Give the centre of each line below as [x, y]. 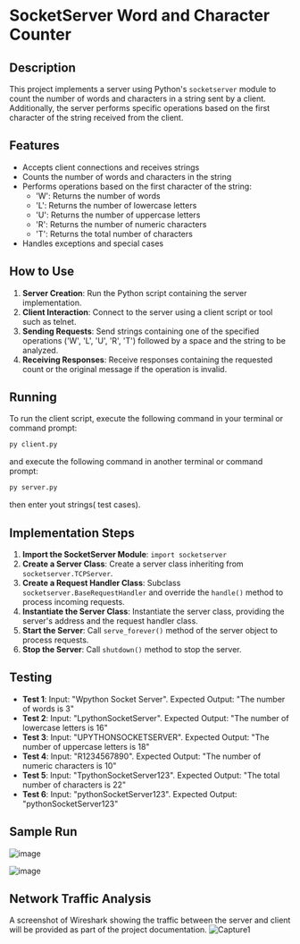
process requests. [55, 640]
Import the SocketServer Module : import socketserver [125, 554]
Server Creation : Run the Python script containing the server [134, 293]
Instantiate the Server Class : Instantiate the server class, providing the [153, 611]
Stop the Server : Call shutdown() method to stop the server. [132, 649]
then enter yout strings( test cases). [75, 505]
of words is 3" [48, 709]
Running [33, 398]
